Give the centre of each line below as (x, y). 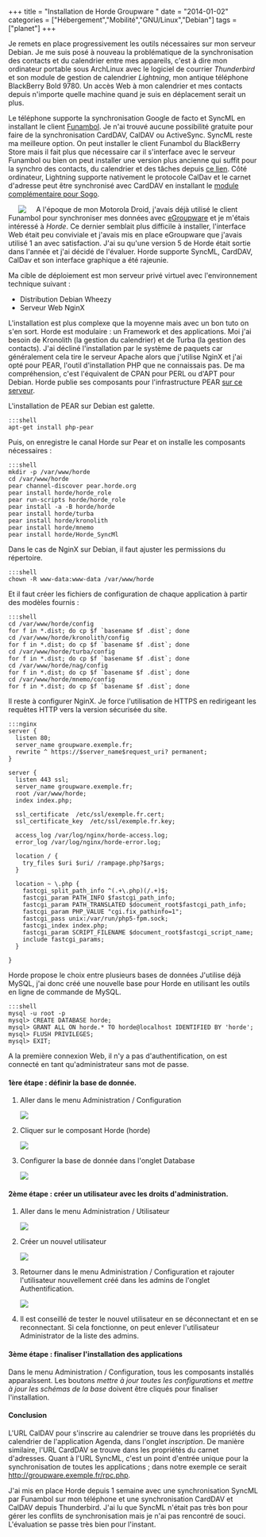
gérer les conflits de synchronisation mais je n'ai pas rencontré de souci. (127, 1516)
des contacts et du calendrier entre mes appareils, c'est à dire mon (118, 60)
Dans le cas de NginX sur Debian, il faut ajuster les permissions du (117, 549)
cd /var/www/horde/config (51, 624)
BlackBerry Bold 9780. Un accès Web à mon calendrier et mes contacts (125, 86)
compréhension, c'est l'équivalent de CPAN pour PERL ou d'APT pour (122, 374)
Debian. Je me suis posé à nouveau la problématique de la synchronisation (131, 52)
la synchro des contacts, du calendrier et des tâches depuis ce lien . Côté (128, 169)
